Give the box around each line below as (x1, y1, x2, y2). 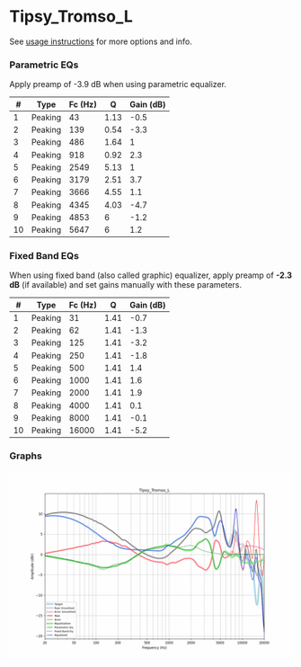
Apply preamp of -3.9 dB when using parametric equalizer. (9, 79, 227, 90)
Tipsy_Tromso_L (9, 6, 133, 27)
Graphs (9, 449, 42, 462)
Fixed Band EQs (9, 249, 79, 262)
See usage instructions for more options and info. (9, 36, 193, 47)
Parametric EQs (9, 58, 79, 71)
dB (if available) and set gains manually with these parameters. (9, 280, 243, 290)
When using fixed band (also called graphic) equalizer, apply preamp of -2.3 (9, 270, 293, 280)
